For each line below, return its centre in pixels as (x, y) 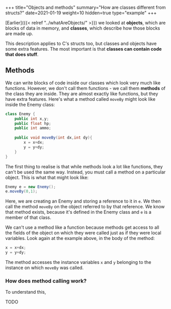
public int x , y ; (32, 119)
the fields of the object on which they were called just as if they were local (83, 233)
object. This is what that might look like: (47, 177)
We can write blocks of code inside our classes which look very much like (83, 83)
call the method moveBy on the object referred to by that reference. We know (85, 207)
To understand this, (26, 292)
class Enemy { (20, 114)
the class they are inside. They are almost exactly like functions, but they (82, 94)
